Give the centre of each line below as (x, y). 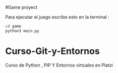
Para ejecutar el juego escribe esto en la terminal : (57, 17)
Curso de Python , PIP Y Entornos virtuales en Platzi (59, 65)
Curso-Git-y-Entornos (52, 51)
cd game (13, 26)
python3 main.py (22, 31)
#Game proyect (21, 7)
